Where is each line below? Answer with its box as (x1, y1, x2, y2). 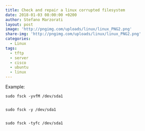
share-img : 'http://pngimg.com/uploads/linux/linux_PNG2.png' (5, 31, 141, 36)
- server (10, 55, 29, 61)
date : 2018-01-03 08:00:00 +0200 (5, 12, 77, 17)
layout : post (5, 22, 33, 27)
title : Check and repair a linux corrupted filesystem (5, 7, 125, 13)
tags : (5, 46, 17, 51)
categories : (5, 36, 31, 42)
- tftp (10, 50, 24, 55)
